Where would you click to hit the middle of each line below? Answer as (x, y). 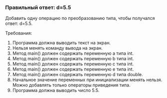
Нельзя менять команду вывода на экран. (58, 48)
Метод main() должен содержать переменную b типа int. (73, 59)
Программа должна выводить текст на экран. (62, 43)
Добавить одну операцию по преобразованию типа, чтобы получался (80, 18)
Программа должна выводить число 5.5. (56, 91)
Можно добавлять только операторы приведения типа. (71, 85)
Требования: (19, 33)
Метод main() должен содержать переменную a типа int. (73, 53)
